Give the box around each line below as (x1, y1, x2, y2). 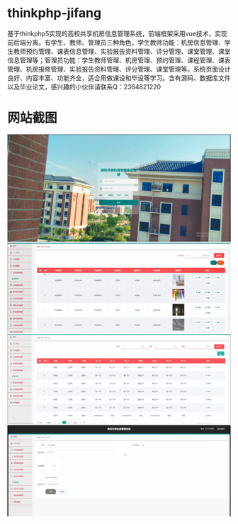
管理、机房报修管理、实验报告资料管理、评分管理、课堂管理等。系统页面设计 (7, 65, 231, 73)
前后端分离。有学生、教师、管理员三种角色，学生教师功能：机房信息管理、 (7, 38, 225, 47)
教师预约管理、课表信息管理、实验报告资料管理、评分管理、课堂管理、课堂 (13, 47, 231, 55)
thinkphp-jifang (7, 5, 101, 21)
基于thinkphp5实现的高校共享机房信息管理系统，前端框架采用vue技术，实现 (7, 29, 228, 38)
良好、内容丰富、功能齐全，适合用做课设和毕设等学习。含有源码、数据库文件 (7, 73, 231, 82)
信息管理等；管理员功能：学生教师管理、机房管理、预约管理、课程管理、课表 (7, 55, 231, 65)
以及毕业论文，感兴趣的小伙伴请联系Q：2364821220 (7, 82, 161, 91)
